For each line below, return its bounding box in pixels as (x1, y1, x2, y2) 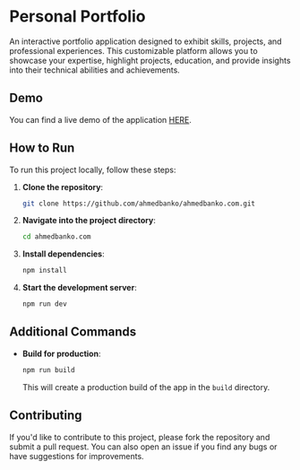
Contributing (9, 408, 82, 423)
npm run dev (21, 300, 67, 309)
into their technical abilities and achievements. (9, 65, 181, 75)
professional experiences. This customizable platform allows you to (9, 45, 258, 56)
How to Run (9, 141, 75, 156)
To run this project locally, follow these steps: (9, 164, 176, 175)
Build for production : (21, 348, 101, 359)
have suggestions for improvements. (9, 450, 145, 461)
